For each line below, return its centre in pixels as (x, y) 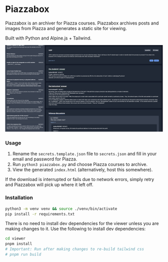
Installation (19, 197)
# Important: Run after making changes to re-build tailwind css (74, 249)
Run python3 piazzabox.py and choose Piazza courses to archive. (80, 164)
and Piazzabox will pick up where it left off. (49, 185)
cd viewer (15, 238)
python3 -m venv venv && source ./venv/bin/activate (61, 208)
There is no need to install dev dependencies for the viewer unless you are (82, 223)
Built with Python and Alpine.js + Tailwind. (48, 38)
